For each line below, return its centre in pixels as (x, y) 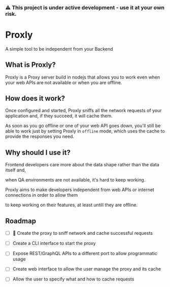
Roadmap (21, 221)
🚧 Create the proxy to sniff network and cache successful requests (83, 233)
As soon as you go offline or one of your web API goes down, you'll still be (83, 126)
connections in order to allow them (42, 195)
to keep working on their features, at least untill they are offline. (72, 205)
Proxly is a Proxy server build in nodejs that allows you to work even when (83, 77)
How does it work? (35, 99)
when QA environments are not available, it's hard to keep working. (75, 180)
